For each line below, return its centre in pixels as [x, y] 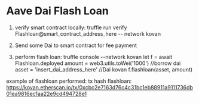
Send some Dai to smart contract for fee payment [76, 45]
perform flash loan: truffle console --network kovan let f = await [94, 57]
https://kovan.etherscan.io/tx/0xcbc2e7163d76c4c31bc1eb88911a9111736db [99, 87]
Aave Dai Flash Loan [57, 11]
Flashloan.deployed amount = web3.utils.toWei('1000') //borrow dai [98, 63]
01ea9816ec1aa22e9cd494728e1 [47, 93]
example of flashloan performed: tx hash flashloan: [69, 81]
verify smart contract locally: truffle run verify [71, 27]
